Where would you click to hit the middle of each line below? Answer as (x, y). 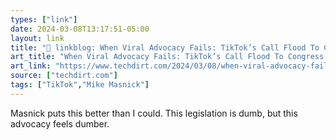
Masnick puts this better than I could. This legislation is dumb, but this (154, 113)
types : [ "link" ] (44, 19)
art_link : (31, 66)
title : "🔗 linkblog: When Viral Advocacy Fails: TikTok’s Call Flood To (165, 47)
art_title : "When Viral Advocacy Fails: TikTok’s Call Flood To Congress (167, 57)
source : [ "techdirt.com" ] (64, 76)
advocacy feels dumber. (60, 123)
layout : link (37, 38)
